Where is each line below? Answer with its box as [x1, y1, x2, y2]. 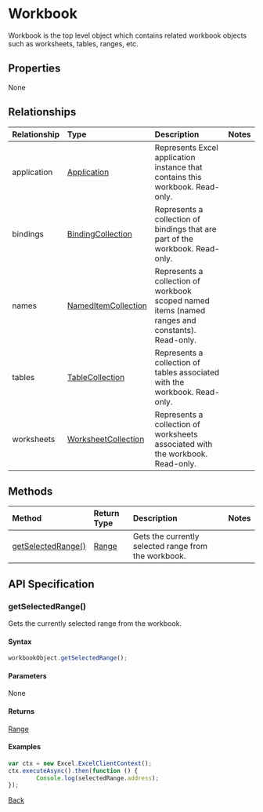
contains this [154, 171, 202, 182]
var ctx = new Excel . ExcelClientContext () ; [8, 759, 153, 767]
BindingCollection [67, 229, 133, 240]
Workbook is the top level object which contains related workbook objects [8, 31, 247, 40]
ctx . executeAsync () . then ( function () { [8, 766, 139, 774]
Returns [8, 706, 35, 715]
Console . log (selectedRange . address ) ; [36, 774, 159, 782]
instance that [154, 162, 203, 173]
